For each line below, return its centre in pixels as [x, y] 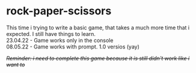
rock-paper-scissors [59, 11]
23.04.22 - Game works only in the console [60, 40]
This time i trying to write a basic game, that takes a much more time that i [98, 28]
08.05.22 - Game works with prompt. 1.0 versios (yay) [73, 47]
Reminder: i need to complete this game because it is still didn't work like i [98, 58]
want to [16, 65]
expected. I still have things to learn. [51, 34]
